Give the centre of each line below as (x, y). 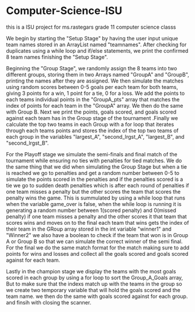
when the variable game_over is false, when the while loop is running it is (94, 204)
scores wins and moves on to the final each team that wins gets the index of (97, 222)
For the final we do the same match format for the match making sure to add (98, 248)
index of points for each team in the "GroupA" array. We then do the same (95, 105)
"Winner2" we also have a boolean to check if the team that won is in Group (97, 235)
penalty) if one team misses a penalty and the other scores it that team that (96, 216)
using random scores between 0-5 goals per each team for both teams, (92, 87)
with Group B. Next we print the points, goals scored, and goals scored (91, 112)
